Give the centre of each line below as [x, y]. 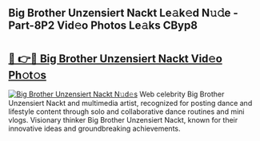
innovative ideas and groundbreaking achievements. [94, 128]
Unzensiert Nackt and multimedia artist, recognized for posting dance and [130, 103]
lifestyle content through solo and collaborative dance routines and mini [126, 112]
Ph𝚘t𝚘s [27, 75]
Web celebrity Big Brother [182, 94]
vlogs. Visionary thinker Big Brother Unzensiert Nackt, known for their [123, 120]
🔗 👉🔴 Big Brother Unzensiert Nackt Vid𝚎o [115, 59]
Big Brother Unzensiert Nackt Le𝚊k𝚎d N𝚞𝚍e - [123, 13]
